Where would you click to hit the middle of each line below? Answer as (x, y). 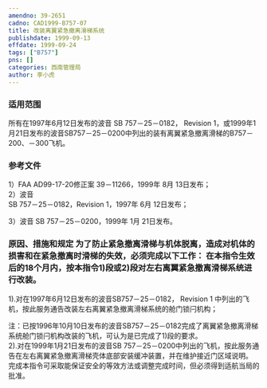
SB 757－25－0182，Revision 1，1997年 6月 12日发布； (98, 205)
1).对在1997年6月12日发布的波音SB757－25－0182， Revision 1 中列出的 (126, 299)
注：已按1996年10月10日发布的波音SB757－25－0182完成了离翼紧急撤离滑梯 (133, 325)
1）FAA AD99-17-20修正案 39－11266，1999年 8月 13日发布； (110, 185)
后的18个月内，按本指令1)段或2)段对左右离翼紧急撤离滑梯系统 (126, 268)
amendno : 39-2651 (37, 16)
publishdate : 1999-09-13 (49, 38)
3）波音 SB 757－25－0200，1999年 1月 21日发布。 (93, 221)
